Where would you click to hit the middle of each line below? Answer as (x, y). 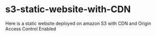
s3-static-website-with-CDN (68, 9)
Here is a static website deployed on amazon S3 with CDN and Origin (78, 23)
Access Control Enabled (31, 28)
